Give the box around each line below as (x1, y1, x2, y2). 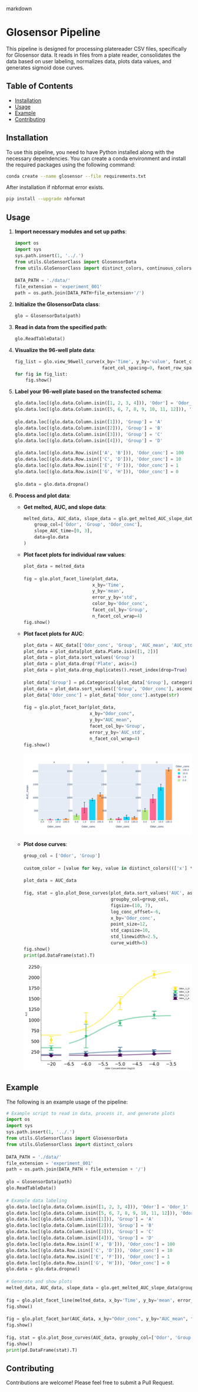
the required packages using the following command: (6, 161, 136, 168)
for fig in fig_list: (14, 371, 68, 377)
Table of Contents (6, 81, 74, 91)
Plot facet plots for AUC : (23, 630, 84, 637)
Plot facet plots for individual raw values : (23, 551, 126, 558)
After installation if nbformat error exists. (6, 184, 105, 191)
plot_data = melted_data (23, 563, 85, 569)
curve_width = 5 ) (110, 940, 148, 946)
